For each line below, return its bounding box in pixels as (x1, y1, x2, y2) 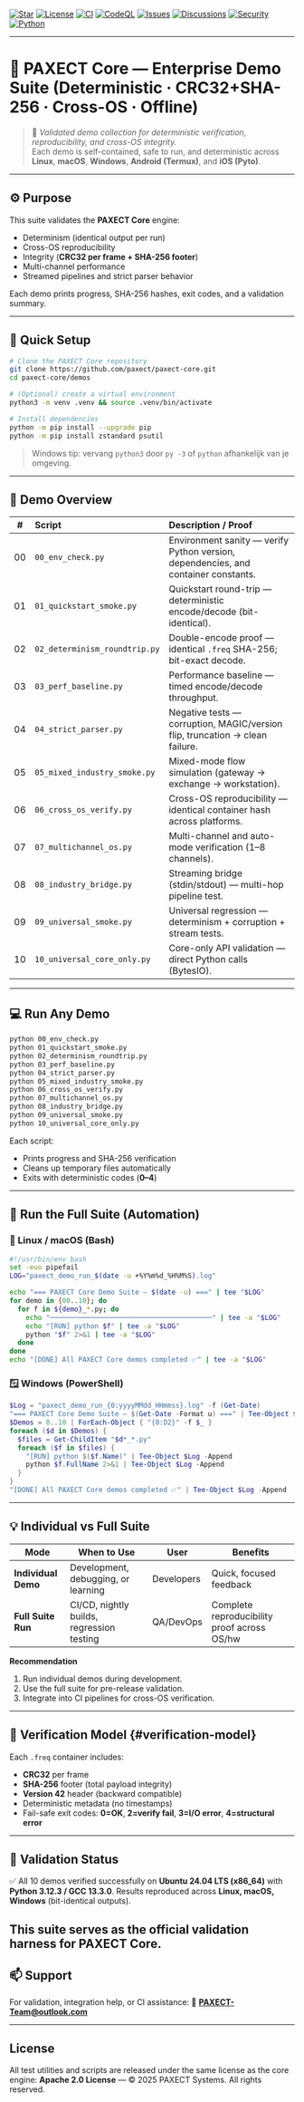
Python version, (168, 545, 235, 558)
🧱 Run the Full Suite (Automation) (9, 1207, 201, 1222)
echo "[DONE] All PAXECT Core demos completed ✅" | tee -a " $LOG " (9, 1355, 267, 1364)
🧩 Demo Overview (9, 492, 113, 507)
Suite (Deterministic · (9, 78, 172, 99)
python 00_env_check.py (9, 1035, 100, 1044)
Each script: (9, 1135, 54, 1146)
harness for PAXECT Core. (9, 1935, 162, 1952)
